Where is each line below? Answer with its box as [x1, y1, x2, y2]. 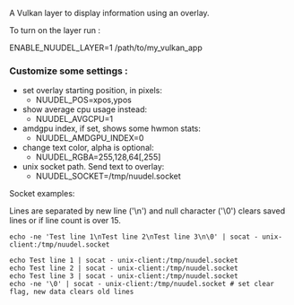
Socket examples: [9, 188, 75, 199]
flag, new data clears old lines [9, 287, 134, 297]
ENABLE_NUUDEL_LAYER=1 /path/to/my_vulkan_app [9, 42, 203, 53]
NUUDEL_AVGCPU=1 [35, 114, 114, 125]
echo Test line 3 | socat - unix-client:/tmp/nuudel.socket [9, 272, 239, 281]
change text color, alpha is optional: [22, 143, 154, 153]
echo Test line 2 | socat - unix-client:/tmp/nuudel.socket [9, 264, 239, 273]
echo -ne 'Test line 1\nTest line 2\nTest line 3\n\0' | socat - [9, 232, 258, 241]
